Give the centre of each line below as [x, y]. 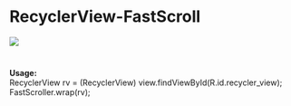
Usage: [24, 73]
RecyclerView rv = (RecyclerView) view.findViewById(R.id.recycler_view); [146, 82]
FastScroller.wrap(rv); [50, 92]
